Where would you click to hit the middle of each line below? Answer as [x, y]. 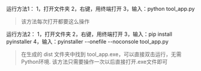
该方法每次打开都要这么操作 [55, 21]
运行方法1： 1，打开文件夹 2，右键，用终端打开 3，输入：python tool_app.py [100, 9]
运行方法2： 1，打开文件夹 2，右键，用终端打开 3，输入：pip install [89, 34]
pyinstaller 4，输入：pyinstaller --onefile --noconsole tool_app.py [88, 41]
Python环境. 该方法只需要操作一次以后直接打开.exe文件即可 [94, 62]
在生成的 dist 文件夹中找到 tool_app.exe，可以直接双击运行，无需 [101, 54]
